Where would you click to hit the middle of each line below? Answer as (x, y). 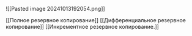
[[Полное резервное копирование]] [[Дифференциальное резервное (96, 20)
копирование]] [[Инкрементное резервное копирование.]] (83, 27)
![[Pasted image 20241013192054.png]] (55, 9)
